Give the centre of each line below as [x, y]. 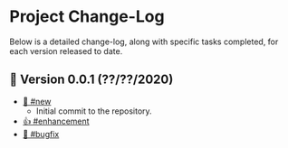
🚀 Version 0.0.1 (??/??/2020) [91, 80]
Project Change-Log [87, 17]
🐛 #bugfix [41, 134]
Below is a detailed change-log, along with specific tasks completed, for [144, 42]
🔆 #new [37, 101]
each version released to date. [66, 51]
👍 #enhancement [56, 121]
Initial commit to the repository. [94, 111]
